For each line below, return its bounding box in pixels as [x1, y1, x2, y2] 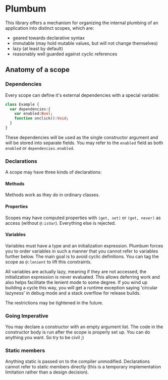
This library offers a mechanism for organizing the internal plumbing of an [5, 20, 158, 26]
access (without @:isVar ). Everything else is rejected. [5, 220, 116, 226]
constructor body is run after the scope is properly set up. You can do [5, 329, 150, 335]
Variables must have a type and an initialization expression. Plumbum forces [5, 242, 163, 248]
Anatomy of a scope [5, 66, 70, 74]
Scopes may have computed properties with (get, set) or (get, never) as [5, 215, 161, 221]
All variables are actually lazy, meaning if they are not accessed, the [5, 268, 147, 275]
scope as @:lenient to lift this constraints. [5, 259, 92, 265]
